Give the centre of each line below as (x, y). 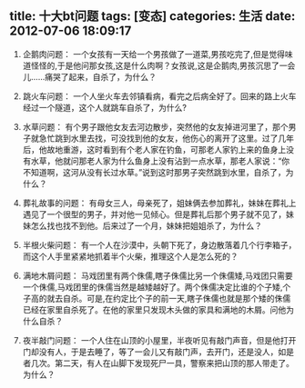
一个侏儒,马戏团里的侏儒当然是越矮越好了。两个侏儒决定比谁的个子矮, (152, 287)
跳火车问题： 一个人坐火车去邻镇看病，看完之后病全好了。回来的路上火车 (159, 96)
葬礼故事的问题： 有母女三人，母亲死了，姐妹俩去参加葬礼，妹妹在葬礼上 (159, 203)
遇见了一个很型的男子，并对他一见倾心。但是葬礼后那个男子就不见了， (154, 214)
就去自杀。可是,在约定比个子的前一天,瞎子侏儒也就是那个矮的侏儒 (169, 298)
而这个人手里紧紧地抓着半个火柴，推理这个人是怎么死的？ (130, 256)
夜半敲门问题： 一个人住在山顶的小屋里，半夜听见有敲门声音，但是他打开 (159, 340)
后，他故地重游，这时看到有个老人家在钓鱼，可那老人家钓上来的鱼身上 (154, 149)
